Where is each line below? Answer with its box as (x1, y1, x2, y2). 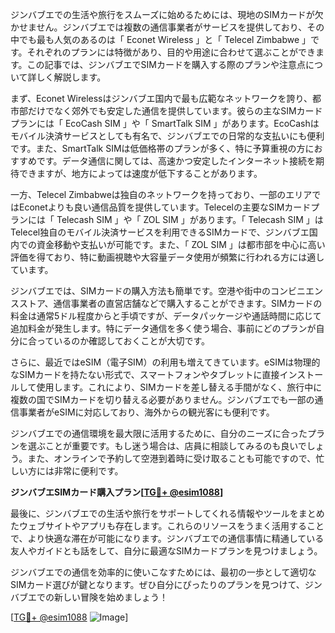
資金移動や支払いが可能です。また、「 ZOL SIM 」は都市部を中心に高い (36, 239, 326, 250)
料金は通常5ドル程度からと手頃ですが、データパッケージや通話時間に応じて (10, 310, 322, 322)
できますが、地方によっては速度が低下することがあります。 (18, 168, 263, 179)
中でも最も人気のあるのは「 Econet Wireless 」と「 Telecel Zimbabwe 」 (10, 34, 312, 45)
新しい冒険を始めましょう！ (53, 591, 168, 603)
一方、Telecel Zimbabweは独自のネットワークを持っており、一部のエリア (10, 189, 313, 200)
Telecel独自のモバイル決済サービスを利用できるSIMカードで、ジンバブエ (10, 226, 310, 238)
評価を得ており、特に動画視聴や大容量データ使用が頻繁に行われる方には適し (10, 251, 325, 263)
